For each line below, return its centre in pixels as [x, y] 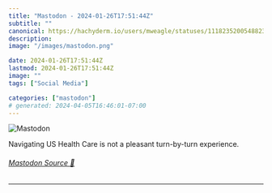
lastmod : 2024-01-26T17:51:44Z [61, 69]
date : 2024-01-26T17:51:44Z [56, 61]
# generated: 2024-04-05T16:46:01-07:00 [78, 105]
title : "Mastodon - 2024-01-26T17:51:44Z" [81, 16]
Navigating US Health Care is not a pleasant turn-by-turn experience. [124, 144]
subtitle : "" [30, 24]
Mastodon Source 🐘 [42, 162]
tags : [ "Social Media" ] [49, 83]
